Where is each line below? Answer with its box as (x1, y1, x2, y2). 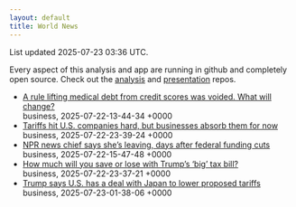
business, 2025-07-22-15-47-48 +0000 (22, 148, 172, 159)
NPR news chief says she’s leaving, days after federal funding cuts (22, 139, 271, 150)
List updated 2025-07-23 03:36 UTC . (9, 46, 149, 57)
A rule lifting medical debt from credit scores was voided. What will (22, 91, 273, 102)
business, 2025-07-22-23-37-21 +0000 (22, 168, 171, 179)
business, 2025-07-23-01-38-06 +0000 (22, 187, 172, 198)
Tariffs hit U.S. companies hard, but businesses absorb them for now (22, 119, 278, 131)
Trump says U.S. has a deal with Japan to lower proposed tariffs (22, 177, 262, 188)
